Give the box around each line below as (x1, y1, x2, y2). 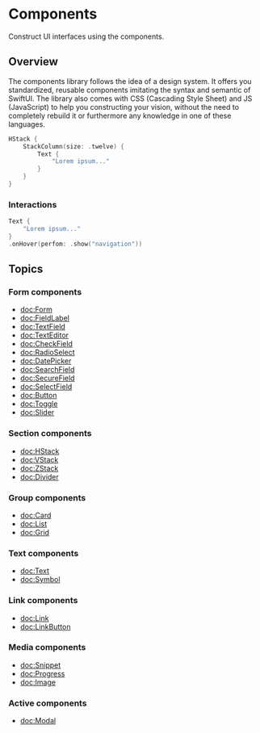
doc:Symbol (19, 575, 61, 584)
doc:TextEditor (19, 330, 69, 340)
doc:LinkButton (19, 622, 71, 631)
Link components (8, 595, 78, 606)
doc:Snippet (19, 660, 61, 670)
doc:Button (19, 391, 57, 400)
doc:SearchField (19, 365, 75, 375)
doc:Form (19, 304, 52, 315)
